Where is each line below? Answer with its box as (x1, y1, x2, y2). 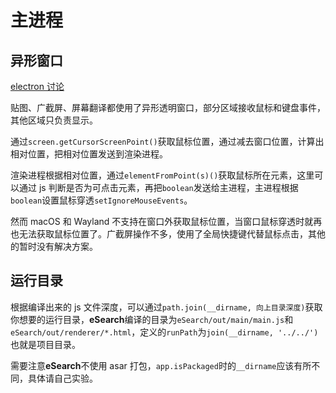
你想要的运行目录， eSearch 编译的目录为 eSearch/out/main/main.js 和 (10, 313, 294, 325)
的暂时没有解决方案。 (10, 241, 98, 252)
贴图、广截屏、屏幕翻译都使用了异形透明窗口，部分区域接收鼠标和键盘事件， (10, 102, 326, 113)
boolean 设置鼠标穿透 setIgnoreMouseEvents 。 (10, 194, 193, 206)
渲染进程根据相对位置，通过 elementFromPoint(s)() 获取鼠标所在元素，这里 (10, 169, 315, 181)
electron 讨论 (10, 81, 65, 92)
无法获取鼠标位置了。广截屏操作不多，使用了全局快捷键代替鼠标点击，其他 (18, 228, 326, 240)
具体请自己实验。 (27, 372, 98, 384)
